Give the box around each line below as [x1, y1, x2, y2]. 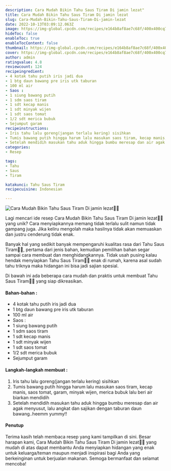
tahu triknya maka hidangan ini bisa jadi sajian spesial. [5, 263, 119, 269]
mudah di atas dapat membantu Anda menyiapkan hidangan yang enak [5, 444, 155, 451]
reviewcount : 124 [5, 64, 42, 69]
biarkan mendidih [12, 394, 49, 400]
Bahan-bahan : [5, 290, 38, 296]
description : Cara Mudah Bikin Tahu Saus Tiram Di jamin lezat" [5, 7, 145, 13]
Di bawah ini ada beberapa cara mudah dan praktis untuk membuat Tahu [5, 273, 158, 279]
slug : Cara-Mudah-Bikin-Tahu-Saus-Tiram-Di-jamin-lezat [5, 17, 126, 22]
